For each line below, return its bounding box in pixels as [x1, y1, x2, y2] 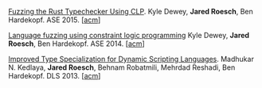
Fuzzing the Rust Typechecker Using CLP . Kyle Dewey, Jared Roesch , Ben [8, 7, 253, 16]
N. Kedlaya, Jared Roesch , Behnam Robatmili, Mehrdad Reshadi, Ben [8, 63, 236, 72]
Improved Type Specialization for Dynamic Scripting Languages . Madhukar [8, 55, 255, 63]
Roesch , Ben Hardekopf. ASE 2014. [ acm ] [8, 39, 145, 48]
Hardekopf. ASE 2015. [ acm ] [8, 15, 101, 25]
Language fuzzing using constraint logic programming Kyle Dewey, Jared [8, 31, 249, 40]
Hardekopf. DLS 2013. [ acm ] [8, 71, 101, 80]
